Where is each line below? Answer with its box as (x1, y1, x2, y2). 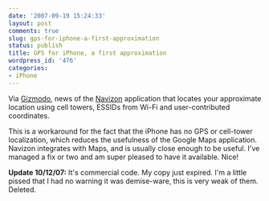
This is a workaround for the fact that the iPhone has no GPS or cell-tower (8, 126, 253, 136)
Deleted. (8, 184, 37, 194)
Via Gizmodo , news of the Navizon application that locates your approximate (8, 93, 262, 103)
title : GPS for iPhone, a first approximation (8, 49, 167, 57)
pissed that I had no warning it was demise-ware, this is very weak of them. (8, 176, 259, 186)
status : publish (8, 42, 63, 50)
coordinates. (8, 110, 50, 121)
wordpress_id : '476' (8, 57, 78, 65)
